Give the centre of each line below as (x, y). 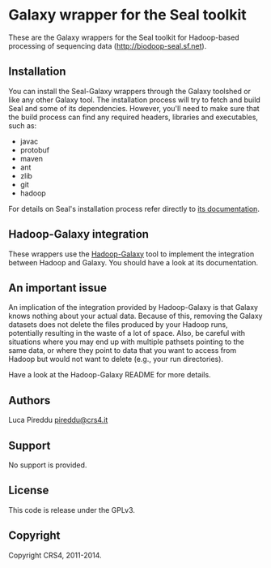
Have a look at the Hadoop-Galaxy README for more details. (110, 375)
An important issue (58, 288)
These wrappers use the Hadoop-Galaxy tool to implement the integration (131, 254)
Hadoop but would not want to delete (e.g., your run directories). (116, 359)
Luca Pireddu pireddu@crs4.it (58, 420)
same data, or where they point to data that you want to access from (123, 351)
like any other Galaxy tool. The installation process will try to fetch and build (134, 100)
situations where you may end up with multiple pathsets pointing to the (126, 342)
